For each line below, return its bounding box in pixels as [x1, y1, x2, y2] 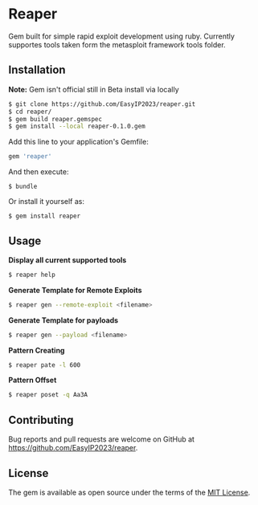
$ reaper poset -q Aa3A [8, 391, 88, 399]
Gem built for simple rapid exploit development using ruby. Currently [8, 31, 235, 41]
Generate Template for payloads [8, 315, 119, 325]
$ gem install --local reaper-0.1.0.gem [8, 122, 146, 131]
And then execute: [8, 167, 69, 177]
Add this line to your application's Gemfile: [8, 137, 149, 147]
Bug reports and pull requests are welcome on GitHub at [8, 434, 195, 444]
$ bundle [8, 182, 38, 191]
